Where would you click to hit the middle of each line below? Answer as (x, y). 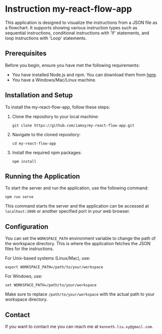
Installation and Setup (39, 95)
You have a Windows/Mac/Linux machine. (54, 80)
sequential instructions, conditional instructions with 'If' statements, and (77, 33)
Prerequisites (26, 53)
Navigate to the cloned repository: (46, 134)
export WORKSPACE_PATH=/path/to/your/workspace (54, 267)
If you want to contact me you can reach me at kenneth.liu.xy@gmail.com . (79, 326)
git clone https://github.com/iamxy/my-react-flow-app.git (73, 125)
